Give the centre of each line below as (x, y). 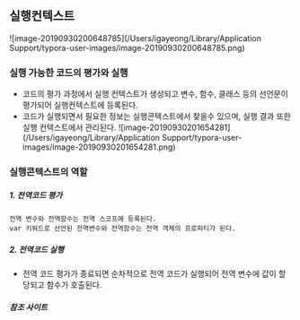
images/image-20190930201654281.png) (99, 147)
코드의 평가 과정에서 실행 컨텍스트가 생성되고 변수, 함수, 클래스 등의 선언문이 (155, 94)
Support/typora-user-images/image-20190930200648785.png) (127, 48)
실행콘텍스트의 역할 (49, 172)
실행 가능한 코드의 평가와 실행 (69, 73)
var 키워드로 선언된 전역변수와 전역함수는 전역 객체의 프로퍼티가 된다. (123, 229)
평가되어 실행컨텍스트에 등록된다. (80, 105)
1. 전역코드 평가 (36, 195)
